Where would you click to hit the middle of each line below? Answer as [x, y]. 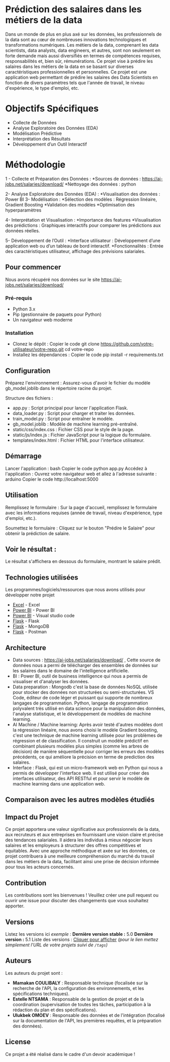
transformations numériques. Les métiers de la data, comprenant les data [82, 45]
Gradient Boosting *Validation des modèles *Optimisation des [70, 204]
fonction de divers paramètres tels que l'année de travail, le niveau [75, 83]
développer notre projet [30, 595]
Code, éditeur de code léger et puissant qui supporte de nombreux [82, 698]
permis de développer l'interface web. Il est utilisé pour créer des [81, 773]
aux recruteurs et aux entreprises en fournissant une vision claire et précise [84, 835]
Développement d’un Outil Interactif [50, 144]
